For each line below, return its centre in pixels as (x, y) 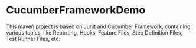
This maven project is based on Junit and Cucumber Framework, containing (98, 26)
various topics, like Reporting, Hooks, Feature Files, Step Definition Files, (94, 32)
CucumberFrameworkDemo (76, 10)
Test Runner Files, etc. (33, 39)
